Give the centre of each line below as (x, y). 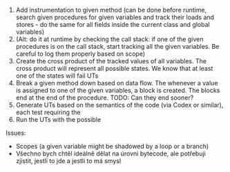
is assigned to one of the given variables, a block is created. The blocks (118, 90)
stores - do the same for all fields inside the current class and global (113, 24)
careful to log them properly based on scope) (80, 54)
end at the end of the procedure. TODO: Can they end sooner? (105, 98)
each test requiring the (48, 112)
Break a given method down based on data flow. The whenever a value (117, 83)
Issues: (16, 133)
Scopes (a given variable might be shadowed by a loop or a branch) (112, 146)
